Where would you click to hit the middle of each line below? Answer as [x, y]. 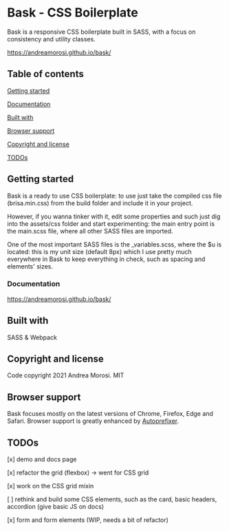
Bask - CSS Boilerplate [73, 13]
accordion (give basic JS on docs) [56, 507]
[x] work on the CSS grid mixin [51, 486]
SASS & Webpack [32, 337]
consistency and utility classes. [52, 39]
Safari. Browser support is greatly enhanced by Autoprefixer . [93, 421]
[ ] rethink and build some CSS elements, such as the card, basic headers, [112, 499]
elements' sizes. [30, 266]
